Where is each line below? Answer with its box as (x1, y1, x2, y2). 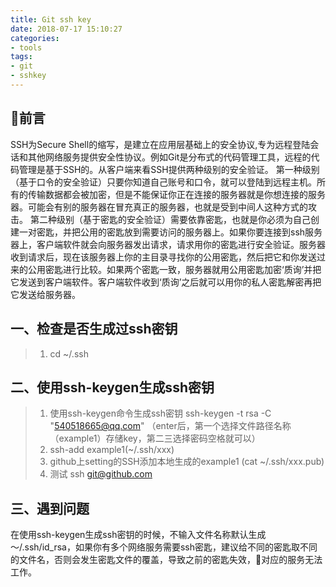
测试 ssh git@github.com (49, 468, 153, 480)
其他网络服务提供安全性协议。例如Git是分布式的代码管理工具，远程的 (27, 151, 312, 163)
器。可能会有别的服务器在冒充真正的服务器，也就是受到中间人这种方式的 (10, 201, 308, 213)
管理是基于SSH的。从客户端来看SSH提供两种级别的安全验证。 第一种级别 (18, 163, 320, 175)
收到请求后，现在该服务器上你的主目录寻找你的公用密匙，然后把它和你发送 (10, 251, 317, 263)
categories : (10, 33, 60, 43)
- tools (10, 42, 43, 53)
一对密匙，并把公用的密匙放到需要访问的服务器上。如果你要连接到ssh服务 (18, 226, 323, 238)
